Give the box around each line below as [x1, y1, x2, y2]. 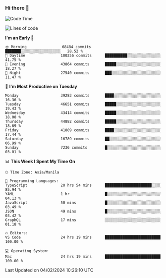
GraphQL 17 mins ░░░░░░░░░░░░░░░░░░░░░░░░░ [5, 218, 161, 222]
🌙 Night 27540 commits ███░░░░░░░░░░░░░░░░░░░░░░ [5, 70, 161, 76]
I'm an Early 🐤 [5, 35, 34, 41]
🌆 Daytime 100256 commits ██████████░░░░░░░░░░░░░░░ [5, 53, 161, 58]
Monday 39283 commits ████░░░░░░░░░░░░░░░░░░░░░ [5, 93, 161, 98]
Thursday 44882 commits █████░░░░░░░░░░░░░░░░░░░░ [5, 119, 161, 124]
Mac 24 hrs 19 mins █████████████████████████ [5, 254, 161, 259]
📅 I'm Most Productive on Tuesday [5, 84, 78, 90]
